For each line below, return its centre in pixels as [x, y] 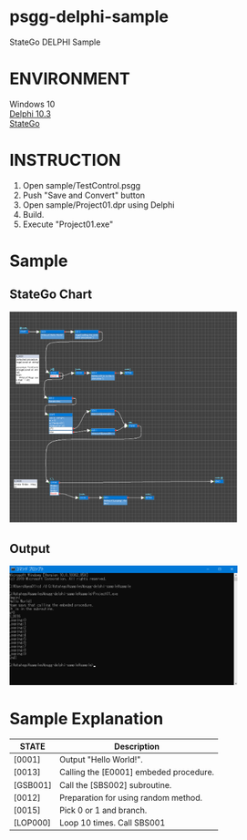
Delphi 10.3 [31, 113]
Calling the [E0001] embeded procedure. [137, 773]
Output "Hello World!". [101, 760]
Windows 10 [32, 104]
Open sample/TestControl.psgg [82, 185]
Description [136, 746]
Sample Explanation [87, 718]
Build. [33, 214]
